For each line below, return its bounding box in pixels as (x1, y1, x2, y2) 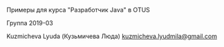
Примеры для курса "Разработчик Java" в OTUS (6, 6, 150, 14)
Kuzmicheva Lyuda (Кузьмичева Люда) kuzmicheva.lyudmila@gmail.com (6, 32, 217, 40)
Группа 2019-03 (6, 19, 53, 27)
